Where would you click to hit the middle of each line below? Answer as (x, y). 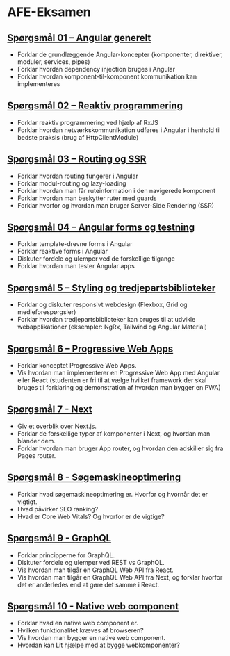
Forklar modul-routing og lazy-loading (72, 183)
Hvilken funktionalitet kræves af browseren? (80, 630)
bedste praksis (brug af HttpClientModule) (78, 137)
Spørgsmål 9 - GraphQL (59, 538)
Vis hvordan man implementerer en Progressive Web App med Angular (118, 373)
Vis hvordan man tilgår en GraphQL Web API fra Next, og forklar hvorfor (120, 577)
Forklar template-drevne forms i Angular (75, 244)
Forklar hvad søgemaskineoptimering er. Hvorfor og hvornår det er (113, 494)
